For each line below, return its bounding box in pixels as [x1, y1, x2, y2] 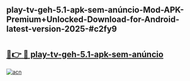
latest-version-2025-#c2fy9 [6, 24, 118, 34]
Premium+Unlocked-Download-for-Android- [6, 15, 180, 25]
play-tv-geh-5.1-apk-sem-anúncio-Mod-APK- [6, 5, 185, 15]
